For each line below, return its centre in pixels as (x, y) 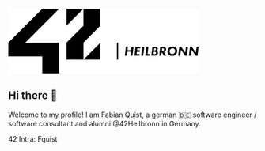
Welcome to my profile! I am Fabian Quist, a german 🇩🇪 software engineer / (132, 115)
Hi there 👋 (33, 96)
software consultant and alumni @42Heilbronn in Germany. (105, 123)
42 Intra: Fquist (33, 138)
